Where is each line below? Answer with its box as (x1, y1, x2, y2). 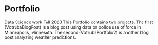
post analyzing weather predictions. (4, 34, 76, 40)
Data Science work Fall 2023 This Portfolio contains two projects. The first (4, 19, 153, 25)
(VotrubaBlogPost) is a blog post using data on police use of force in (4, 24, 141, 30)
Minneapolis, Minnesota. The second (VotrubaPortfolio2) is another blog (4, 29, 149, 35)
